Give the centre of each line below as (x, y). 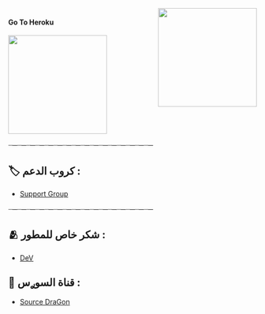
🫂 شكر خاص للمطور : (57, 235)
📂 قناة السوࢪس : (45, 283)
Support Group (44, 194)
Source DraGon (45, 301)
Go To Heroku (31, 22)
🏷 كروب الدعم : (45, 171)
